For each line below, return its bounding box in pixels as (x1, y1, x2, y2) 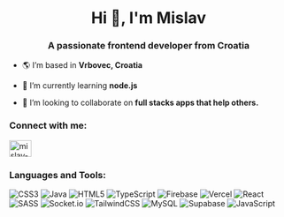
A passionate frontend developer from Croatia (47, 40, 250, 52)
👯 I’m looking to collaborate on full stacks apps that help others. (21, 97, 259, 108)
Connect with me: (9, 119, 88, 131)
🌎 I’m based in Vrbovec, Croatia (21, 60, 143, 71)
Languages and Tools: (9, 168, 106, 181)
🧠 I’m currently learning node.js (21, 80, 138, 91)
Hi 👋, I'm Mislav (91, 8, 206, 28)
